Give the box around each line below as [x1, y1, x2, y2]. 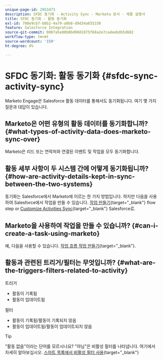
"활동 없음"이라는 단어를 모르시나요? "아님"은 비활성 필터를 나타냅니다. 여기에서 [5, 343, 156, 349]
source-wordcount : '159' [5, 39, 55, 44]
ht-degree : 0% [5, 43, 34, 48]
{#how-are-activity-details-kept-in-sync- [5, 172, 135, 181]
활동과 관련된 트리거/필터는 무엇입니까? [5, 258, 116, 267]
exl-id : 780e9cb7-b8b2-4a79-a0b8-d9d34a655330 [5, 21, 101, 26]
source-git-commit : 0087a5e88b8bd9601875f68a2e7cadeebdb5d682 [5, 30, 134, 35]
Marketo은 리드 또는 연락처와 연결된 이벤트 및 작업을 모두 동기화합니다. [5, 148, 140, 154]
